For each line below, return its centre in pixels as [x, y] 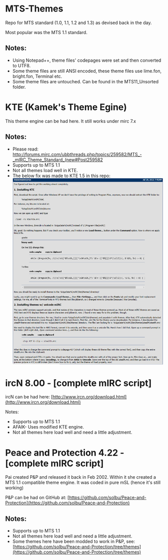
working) [15, 488]
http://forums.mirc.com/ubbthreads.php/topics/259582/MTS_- [77, 154]
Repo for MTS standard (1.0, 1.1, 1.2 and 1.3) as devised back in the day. [78, 23]
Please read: [25, 149]
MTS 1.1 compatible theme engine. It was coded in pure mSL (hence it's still [83, 483]
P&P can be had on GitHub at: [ [37, 498]
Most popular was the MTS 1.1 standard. [46, 32]
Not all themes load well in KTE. [45, 170]
